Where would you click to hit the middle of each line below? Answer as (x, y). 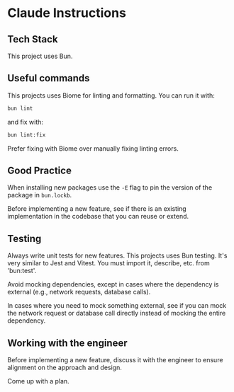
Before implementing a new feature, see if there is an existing (97, 209)
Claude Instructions (67, 13)
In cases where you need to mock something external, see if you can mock (117, 306)
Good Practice (40, 170)
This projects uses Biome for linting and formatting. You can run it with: (111, 95)
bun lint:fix (27, 135)
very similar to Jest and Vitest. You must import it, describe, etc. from (109, 263)
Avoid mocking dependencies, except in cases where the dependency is (113, 284)
